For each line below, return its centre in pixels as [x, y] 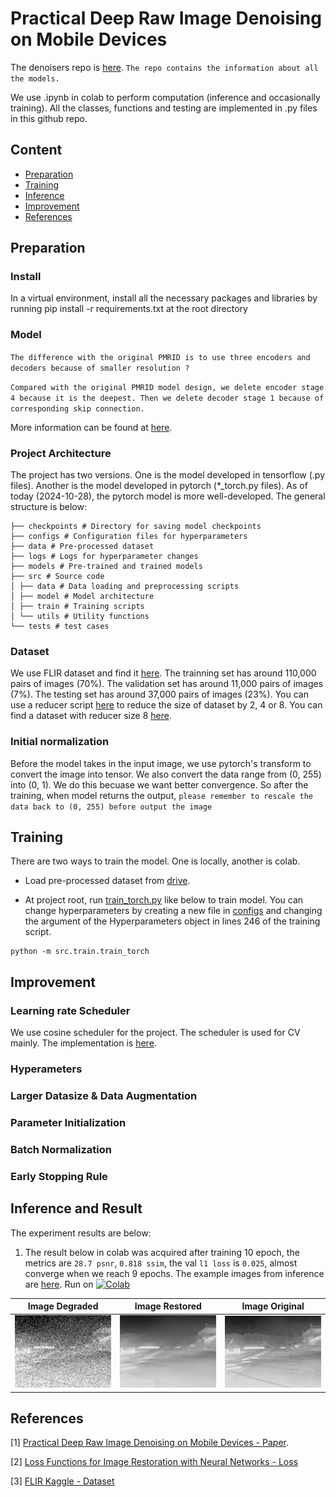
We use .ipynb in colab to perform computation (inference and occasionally [165, 97]
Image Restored [168, 1306]
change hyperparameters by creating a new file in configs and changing [173, 911]
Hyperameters [46, 1069]
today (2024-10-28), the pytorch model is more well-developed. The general [168, 496]
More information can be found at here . [91, 427]
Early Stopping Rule [59, 1176]
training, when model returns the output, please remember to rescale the [161, 795]
